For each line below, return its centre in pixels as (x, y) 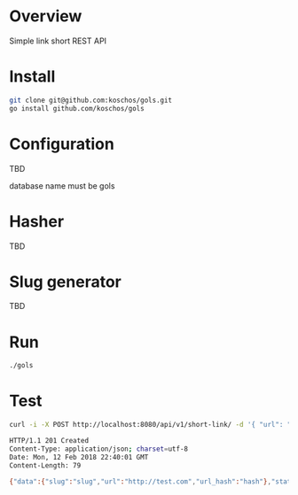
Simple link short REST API (58, 41)
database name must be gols (62, 186)
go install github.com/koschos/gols (77, 108)
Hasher (37, 221)
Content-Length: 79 (45, 465)
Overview (46, 16)
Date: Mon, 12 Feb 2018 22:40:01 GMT (79, 457)
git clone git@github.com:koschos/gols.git (91, 100)
